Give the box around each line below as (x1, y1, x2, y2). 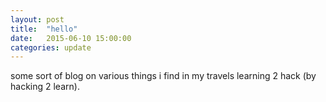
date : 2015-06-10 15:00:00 (10, 33, 132, 43)
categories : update (10, 42, 92, 53)
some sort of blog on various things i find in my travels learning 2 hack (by (10, 70, 317, 82)
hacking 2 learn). (10, 81, 80, 93)
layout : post (10, 14, 65, 25)
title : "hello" (10, 24, 78, 34)
